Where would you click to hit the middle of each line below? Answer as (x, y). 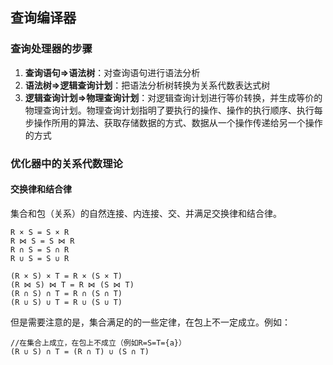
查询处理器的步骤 (51, 49)
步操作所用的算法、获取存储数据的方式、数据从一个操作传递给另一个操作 (173, 122)
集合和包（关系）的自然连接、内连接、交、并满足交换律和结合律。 (146, 213)
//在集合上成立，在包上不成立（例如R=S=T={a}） (98, 343)
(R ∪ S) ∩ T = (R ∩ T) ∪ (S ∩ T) (80, 351)
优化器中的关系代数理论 (66, 163)
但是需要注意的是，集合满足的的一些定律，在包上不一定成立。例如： (150, 322)
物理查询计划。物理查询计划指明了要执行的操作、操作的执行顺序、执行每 (173, 110)
